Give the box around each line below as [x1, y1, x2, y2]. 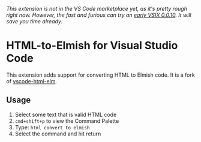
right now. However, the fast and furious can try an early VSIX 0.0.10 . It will [6, 11, 192, 19]
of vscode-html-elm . [6, 77, 58, 84]
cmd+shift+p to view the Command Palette [14, 117, 119, 125]
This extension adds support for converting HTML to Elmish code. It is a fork [6, 71, 195, 78]
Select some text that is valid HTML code [14, 111, 117, 118]
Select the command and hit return [14, 130, 101, 137]
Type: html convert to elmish [14, 123, 90, 131]
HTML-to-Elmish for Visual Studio [6, 39, 178, 53]
